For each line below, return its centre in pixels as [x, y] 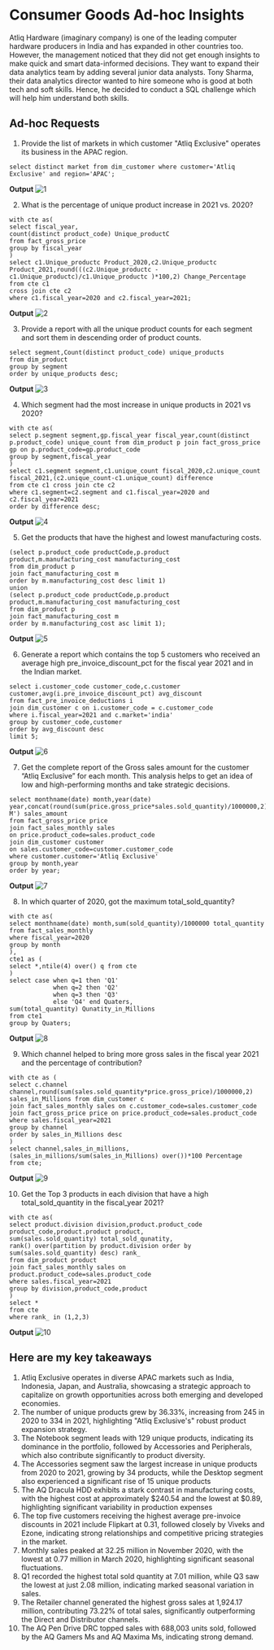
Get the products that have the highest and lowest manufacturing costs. [141, 537]
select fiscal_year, [44, 227]
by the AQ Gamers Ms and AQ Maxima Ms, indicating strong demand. [137, 1636]
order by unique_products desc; [64, 373]
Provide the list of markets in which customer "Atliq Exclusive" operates [141, 143]
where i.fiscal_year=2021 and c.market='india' [91, 715]
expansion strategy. [54, 1429]
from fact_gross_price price [59, 821]
